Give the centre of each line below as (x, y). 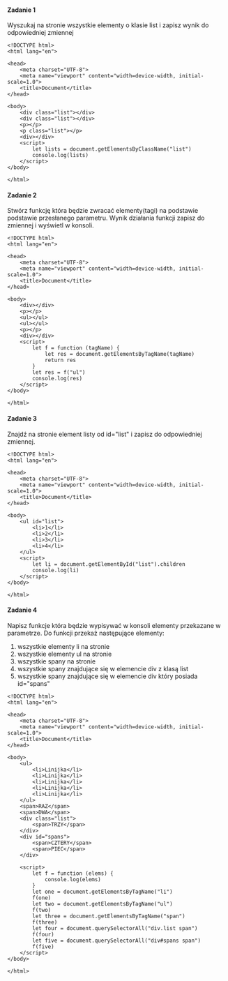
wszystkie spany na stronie (56, 661)
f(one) (42, 898)
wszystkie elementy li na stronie (63, 646)
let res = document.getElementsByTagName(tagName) (120, 354)
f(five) (43, 946)
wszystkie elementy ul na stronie (64, 654)
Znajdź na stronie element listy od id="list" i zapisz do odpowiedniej (105, 434)
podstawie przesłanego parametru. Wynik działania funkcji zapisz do (106, 218)
